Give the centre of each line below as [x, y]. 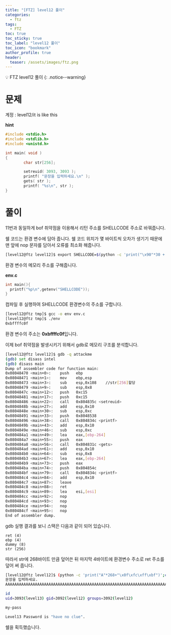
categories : [18, 15]
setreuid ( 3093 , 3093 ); [50, 172]
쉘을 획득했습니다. [23, 627]
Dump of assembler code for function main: [52, 368]
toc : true [16, 34]
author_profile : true [28, 52]
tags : [11, 24]
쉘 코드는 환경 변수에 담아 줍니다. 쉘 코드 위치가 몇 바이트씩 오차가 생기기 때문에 [84, 239]
